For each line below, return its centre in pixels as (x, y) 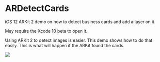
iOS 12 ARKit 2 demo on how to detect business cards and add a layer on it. (80, 22)
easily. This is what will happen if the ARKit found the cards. (65, 45)
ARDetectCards (37, 8)
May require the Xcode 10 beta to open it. (46, 31)
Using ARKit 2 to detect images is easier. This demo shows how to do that (79, 40)
